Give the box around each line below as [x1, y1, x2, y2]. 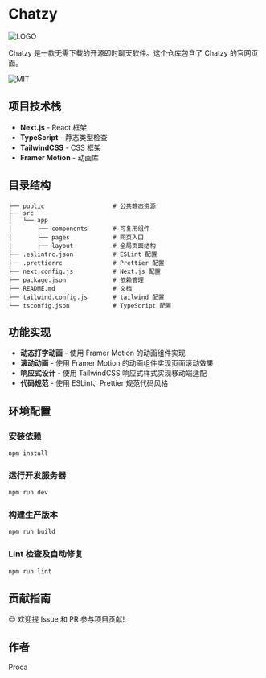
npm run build [8, 528, 56, 536]
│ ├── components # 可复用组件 [8, 225, 150, 233]
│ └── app [8, 216, 48, 224]
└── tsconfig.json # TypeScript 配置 [8, 301, 172, 310]
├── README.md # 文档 [8, 284, 133, 292]
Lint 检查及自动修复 [8, 548, 84, 560]
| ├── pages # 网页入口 [8, 233, 145, 242]
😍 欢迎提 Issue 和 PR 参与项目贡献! [8, 614, 125, 624]
